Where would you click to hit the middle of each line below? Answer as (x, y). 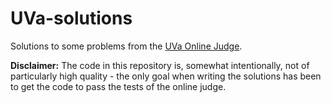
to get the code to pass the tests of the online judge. (118, 86)
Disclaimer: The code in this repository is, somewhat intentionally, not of (160, 65)
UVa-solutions (71, 18)
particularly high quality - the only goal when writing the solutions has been (166, 76)
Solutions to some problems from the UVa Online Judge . (126, 46)
